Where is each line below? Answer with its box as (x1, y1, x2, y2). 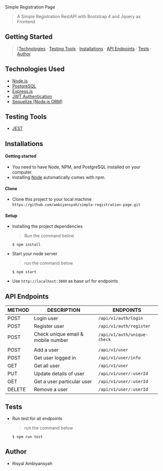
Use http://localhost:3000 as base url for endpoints (12, 278, 118, 284)
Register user (33, 323, 65, 330)
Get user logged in (33, 355, 76, 362)
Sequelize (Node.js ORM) (12, 98, 63, 104)
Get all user (33, 362, 60, 369)
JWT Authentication (12, 93, 52, 99)
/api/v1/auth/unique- (98, 332, 148, 338)
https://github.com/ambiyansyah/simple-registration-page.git (12, 202, 141, 207)
